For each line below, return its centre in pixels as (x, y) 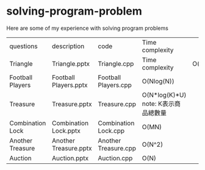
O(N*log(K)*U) (164, 94)
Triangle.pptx (71, 63)
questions (23, 46)
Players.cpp (115, 85)
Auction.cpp (115, 158)
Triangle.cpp (116, 63)
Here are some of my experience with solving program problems (88, 28)
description (68, 46)
